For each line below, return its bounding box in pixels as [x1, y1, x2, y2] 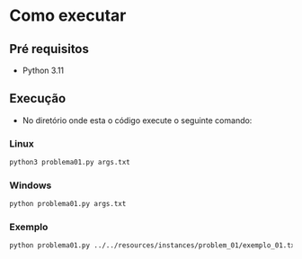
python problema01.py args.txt [9, 200, 127, 209]
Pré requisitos [9, 41, 90, 57]
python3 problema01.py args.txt [9, 158, 130, 167]
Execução [9, 91, 67, 106]
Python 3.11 [22, 65, 65, 76]
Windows [9, 179, 52, 192]
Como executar [9, 5, 127, 26]
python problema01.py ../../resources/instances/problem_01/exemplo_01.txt [9, 241, 299, 250]
